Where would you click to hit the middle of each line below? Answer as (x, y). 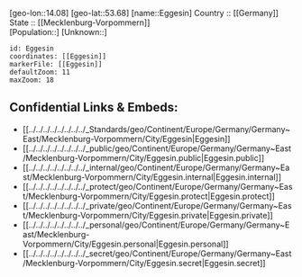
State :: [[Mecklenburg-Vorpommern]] (80, 22)
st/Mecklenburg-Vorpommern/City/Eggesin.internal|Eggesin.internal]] (152, 177)
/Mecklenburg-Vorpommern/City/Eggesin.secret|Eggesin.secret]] (144, 263)
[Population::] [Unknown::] (59, 32)
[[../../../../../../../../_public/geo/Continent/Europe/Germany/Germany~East (156, 148)
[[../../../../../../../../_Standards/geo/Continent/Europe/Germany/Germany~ (156, 129)
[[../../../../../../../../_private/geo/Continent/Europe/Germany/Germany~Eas (157, 205)
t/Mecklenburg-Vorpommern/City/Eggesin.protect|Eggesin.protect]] (148, 196)
